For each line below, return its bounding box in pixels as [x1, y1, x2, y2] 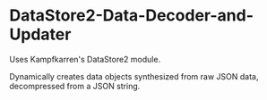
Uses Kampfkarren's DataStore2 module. [9, 54, 161, 64]
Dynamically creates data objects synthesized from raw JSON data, [9, 71, 259, 81]
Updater [9, 24, 72, 45]
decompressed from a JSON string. [9, 80, 141, 91]
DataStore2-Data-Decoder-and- [9, 5, 254, 26]
